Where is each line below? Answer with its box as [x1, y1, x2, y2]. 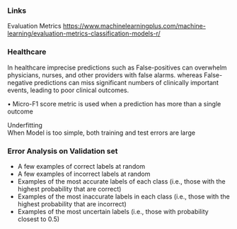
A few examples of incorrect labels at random [17, 169, 151, 178]
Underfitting [7, 121, 42, 129]
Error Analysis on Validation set [7, 146, 118, 156]
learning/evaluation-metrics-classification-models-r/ [7, 29, 161, 38]
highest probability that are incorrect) [17, 199, 127, 208]
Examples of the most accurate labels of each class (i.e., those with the [17, 177, 226, 186]
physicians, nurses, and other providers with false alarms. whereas [7, 70, 203, 79]
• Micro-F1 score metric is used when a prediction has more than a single [7, 99, 221, 108]
